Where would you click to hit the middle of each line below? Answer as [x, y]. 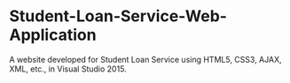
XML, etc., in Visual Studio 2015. [68, 69]
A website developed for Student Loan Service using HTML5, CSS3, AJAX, [145, 59]
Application [53, 35]
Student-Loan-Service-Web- [118, 16]
